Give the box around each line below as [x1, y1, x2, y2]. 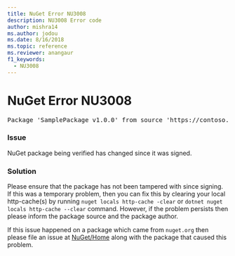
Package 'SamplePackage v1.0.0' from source [7, 116, 163, 123]
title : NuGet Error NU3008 [7, 10, 86, 18]
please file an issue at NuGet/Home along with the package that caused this [7, 233, 227, 242]
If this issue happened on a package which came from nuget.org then [7, 226, 209, 234]
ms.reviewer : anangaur [7, 50, 74, 57]
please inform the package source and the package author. [7, 212, 179, 221]
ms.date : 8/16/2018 [7, 36, 65, 43]
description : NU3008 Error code [7, 17, 102, 24]
